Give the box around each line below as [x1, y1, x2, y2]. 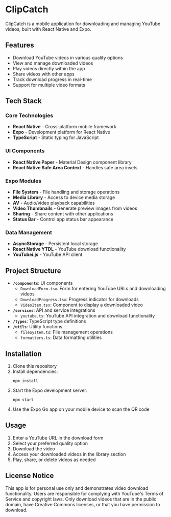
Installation [5, 349, 42, 358]
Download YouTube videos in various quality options [12, 54, 124, 61]
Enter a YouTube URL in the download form [12, 434, 104, 441]
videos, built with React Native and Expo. [5, 26, 92, 32]
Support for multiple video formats [12, 82, 86, 88]
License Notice [5, 471, 54, 480]
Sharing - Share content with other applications [12, 211, 113, 217]
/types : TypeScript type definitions [12, 318, 86, 324]
